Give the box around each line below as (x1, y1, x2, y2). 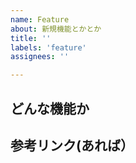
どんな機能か (10, 100, 90, 117)
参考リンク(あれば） (10, 137, 134, 154)
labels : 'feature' (10, 42, 87, 53)
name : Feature (10, 14, 70, 25)
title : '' (10, 33, 52, 43)
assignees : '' (10, 52, 70, 62)
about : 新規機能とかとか (10, 24, 102, 34)
